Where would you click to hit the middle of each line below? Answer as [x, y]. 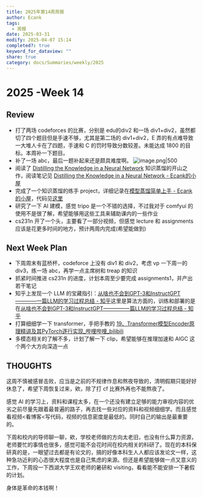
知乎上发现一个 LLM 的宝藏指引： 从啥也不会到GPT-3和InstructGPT [98, 294]
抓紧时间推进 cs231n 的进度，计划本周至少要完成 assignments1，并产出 [104, 278]
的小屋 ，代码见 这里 [39, 198]
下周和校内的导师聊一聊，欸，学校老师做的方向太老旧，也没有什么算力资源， [101, 437]
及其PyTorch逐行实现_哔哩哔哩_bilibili [77, 331]
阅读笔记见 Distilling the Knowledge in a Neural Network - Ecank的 [108, 176]
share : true [21, 57]
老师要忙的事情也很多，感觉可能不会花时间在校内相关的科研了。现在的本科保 [101, 445]
